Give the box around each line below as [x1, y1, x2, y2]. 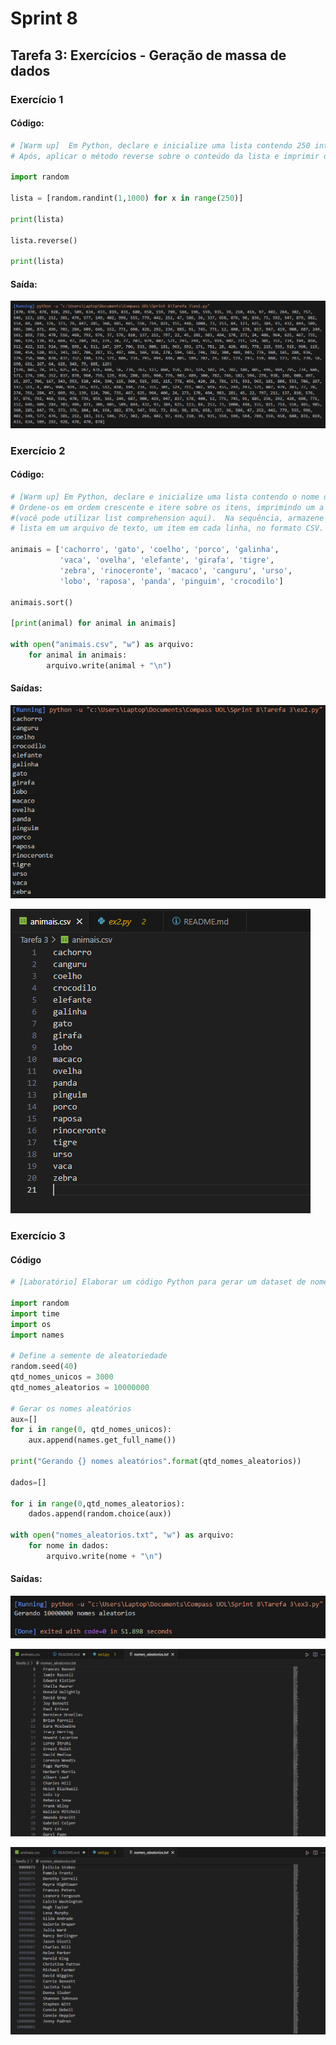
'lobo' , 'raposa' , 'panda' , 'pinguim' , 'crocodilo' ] [59, 576, 284, 586]
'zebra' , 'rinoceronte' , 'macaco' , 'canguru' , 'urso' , [59, 565, 293, 576]
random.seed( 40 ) [10, 1362, 78, 1372]
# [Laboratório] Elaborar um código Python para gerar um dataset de [10, 1277, 307, 1287]
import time [10, 1308, 60, 1319]
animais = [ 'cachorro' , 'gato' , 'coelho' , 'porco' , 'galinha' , [10, 545, 280, 555]
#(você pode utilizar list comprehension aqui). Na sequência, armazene [10, 513, 325, 523]
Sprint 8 [10, 7, 78, 30]
